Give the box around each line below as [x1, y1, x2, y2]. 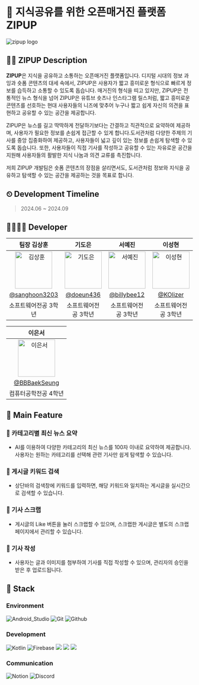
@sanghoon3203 [9, 291, 59, 299]
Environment [6, 602, 44, 610]
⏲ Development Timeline [6, 189, 99, 199]
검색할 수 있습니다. [21, 489, 64, 497]
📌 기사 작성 [6, 544, 36, 552]
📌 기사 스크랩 [6, 506, 41, 514]
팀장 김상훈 [19, 241, 49, 249]
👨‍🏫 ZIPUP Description [6, 55, 88, 65]
